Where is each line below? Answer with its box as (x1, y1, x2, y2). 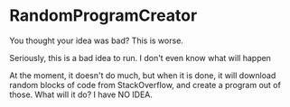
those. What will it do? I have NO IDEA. (9, 89, 154, 100)
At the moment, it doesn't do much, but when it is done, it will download (9, 69, 276, 81)
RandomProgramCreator (9, 5, 198, 26)
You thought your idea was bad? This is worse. (9, 35, 183, 46)
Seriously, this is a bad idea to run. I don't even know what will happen (9, 52, 271, 63)
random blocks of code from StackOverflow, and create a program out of (9, 79, 282, 90)
